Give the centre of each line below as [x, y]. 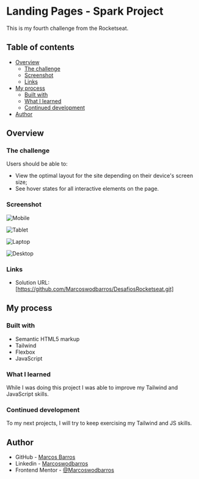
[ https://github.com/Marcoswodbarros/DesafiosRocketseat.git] [94, 289]
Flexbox [25, 352]
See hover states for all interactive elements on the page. [87, 189]
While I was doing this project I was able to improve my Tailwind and [92, 388]
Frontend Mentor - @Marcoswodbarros [65, 470]
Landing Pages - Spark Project [85, 11]
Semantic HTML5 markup [47, 339]
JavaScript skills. [27, 394]
